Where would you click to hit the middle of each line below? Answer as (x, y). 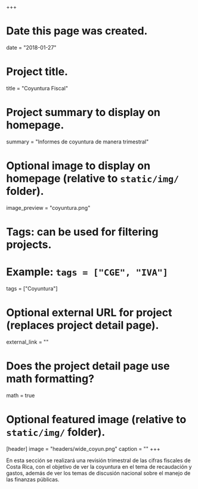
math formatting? (50, 379)
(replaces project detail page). (83, 326)
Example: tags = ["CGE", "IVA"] (87, 272)
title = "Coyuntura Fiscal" (37, 88)
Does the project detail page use (88, 366)
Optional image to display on (78, 166)
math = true (21, 395)
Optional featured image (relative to (96, 419)
